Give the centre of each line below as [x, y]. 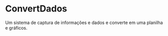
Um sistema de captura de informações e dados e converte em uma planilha [84, 22]
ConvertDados [36, 9]
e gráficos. [16, 27]
